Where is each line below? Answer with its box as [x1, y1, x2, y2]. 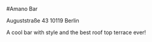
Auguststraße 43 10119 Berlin [6, 17, 79, 24]
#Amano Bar [6, 5, 38, 12]
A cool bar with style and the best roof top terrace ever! [6, 29, 147, 36]
